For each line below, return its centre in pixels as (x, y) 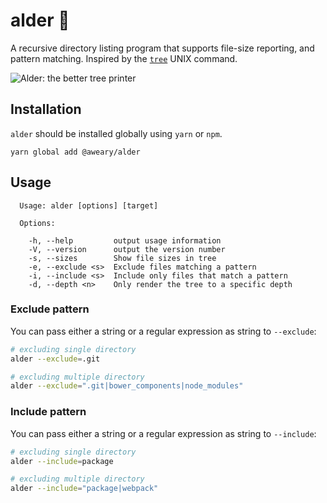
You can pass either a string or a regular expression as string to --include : (163, 433)
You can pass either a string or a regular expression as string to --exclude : (163, 331)
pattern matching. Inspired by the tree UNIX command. (124, 58)
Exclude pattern (50, 309)
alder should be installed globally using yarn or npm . (116, 133)
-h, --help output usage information (125, 240)
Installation (46, 109)
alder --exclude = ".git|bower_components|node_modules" (127, 386)
